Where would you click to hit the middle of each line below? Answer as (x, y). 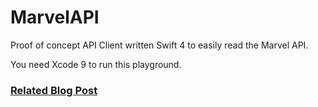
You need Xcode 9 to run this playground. (96, 64)
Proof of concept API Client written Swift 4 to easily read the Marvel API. (159, 45)
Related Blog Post (54, 90)
